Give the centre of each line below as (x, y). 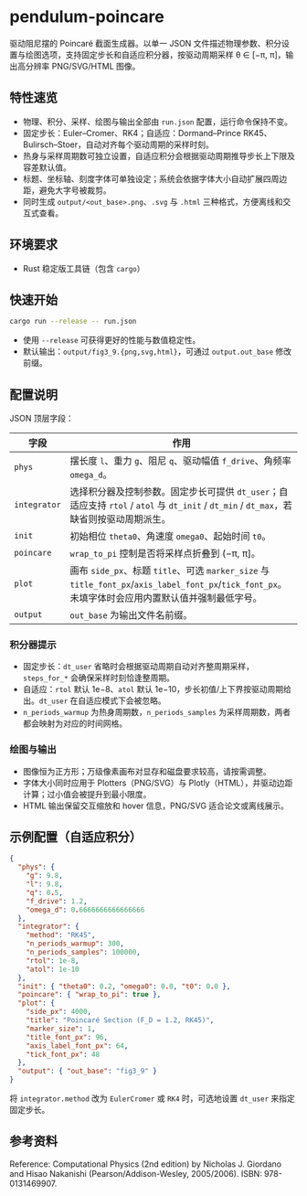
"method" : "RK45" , (61, 935)
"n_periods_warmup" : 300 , (75, 944)
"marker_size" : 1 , (61, 1029)
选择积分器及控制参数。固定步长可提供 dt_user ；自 (179, 492)
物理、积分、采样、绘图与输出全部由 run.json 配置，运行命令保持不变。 (157, 122)
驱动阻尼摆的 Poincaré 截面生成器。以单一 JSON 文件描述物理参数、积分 (146, 43)
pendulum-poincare (87, 17)
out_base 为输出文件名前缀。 (131, 615)
